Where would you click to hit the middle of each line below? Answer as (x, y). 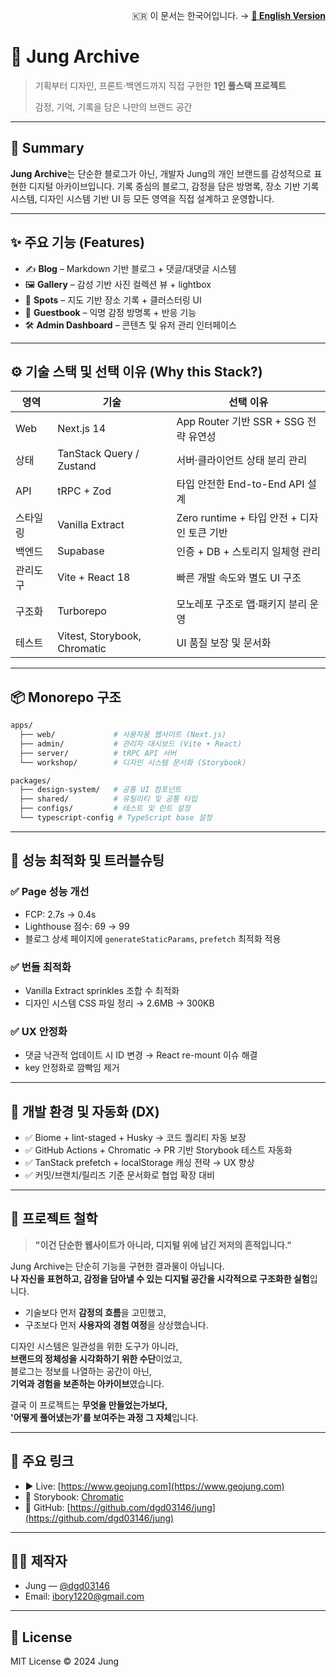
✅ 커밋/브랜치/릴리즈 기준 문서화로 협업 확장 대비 (119, 1175)
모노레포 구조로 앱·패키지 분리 (242, 604)
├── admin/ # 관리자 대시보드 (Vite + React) (131, 744)
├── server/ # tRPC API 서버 (98, 753)
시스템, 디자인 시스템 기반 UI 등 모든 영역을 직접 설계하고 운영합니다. (142, 198)
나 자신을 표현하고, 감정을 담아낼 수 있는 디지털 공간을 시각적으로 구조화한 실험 (160, 1278)
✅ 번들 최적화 (41, 967)
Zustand (77, 466)
